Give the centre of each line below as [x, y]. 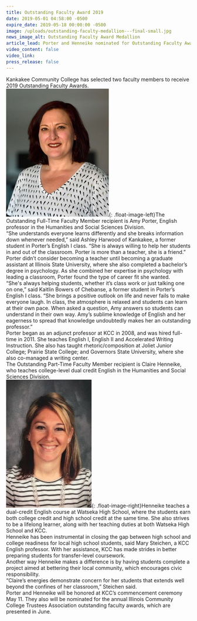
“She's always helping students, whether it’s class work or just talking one [95, 283]
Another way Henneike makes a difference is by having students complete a [98, 561]
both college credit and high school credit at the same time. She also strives [98, 518]
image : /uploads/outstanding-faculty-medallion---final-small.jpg [89, 31]
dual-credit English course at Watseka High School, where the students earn [98, 512]
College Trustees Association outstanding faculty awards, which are [89, 605]
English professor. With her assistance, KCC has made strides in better [91, 549]
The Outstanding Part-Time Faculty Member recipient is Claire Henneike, [94, 364]
